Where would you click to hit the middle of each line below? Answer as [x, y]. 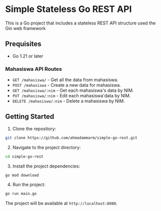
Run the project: [29, 185]
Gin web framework [25, 28]
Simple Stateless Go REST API [68, 9]
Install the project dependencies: [46, 166]
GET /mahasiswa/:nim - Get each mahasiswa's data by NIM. [73, 90]
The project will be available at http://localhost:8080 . [61, 204]
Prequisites [23, 44]
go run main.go [21, 194]
